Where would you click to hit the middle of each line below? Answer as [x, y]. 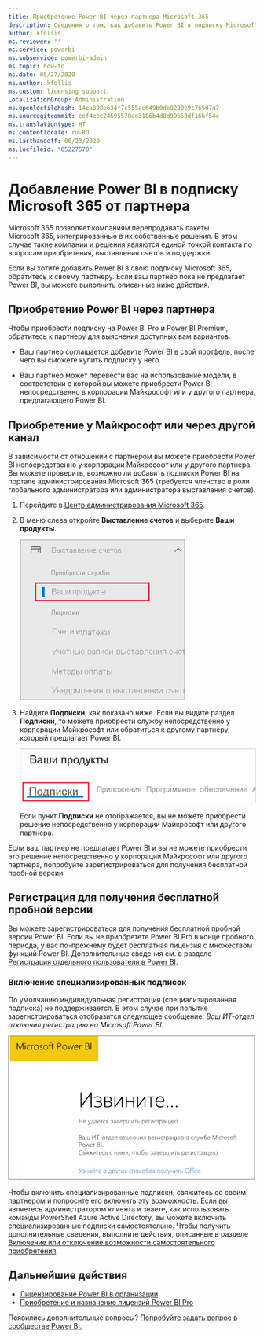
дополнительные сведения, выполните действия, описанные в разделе [128, 1233]
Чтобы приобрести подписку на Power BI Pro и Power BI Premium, [118, 328]
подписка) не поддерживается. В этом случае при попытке [108, 1008]
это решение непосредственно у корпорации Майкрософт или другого [128, 856]
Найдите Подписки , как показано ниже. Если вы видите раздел [127, 713]
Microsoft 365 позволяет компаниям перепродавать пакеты [109, 227]
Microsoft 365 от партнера [99, 206]
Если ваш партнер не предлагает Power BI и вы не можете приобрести [128, 847]
